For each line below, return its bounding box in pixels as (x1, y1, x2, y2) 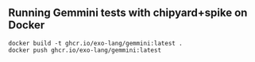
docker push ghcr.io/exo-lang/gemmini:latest (8, 46, 161, 54)
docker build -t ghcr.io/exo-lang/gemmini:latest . (8, 39, 183, 47)
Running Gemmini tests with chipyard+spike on (8, 6, 248, 20)
